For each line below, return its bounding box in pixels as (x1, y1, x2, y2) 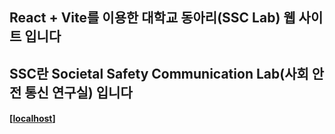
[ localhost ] (9, 113, 56, 125)
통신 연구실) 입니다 (24, 84, 133, 101)
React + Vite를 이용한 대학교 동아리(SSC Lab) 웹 (9, 9, 296, 27)
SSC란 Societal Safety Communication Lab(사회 (9, 65, 309, 82)
